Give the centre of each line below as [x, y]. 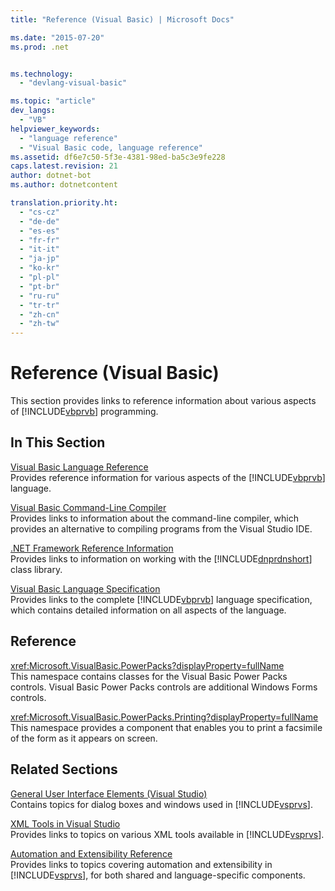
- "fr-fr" [39, 240]
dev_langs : [33, 111]
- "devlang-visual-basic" [73, 83]
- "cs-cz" [39, 212]
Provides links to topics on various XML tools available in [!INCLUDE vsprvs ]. [167, 834]
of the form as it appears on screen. [84, 738]
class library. [36, 569]
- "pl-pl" [39, 277]
